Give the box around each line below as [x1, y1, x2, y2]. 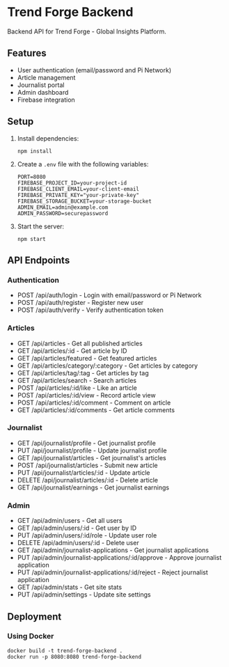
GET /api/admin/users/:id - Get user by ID [17, 524, 137, 533]
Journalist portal [17, 81, 65, 89]
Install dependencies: [17, 134, 79, 143]
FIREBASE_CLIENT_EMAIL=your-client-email [17, 185, 139, 192]
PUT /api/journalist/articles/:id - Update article [17, 468, 150, 477]
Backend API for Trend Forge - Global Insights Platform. [7, 27, 167, 36]
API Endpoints [7, 254, 70, 266]
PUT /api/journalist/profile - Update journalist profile [17, 446, 167, 455]
